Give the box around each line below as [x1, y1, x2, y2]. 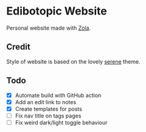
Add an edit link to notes [15, 98, 77, 105]
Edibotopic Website [6, 4, 108, 18]
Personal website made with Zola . [6, 24, 91, 31]
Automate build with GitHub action [15, 91, 102, 99]
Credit [6, 42, 30, 52]
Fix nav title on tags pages [15, 112, 82, 119]
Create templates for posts [15, 105, 82, 113]
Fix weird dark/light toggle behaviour [15, 119, 108, 126]
